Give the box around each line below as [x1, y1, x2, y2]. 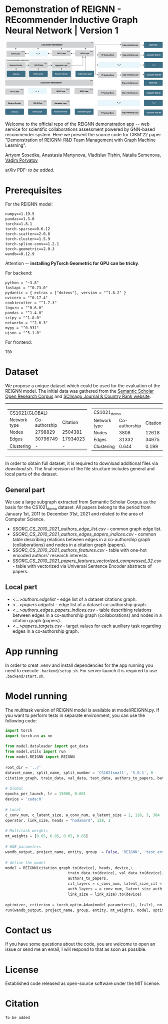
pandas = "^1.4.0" [5, 311, 43, 316]
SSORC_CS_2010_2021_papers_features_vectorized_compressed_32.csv [12, 558, 161, 564]
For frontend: [5, 339, 32, 345]
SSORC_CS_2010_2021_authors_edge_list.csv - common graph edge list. [12, 526, 162, 532]
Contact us [5, 924, 52, 936]
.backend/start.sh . [5, 673, 45, 679]
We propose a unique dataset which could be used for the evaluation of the [5, 383, 160, 389]
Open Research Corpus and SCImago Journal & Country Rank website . [5, 393, 151, 399]
